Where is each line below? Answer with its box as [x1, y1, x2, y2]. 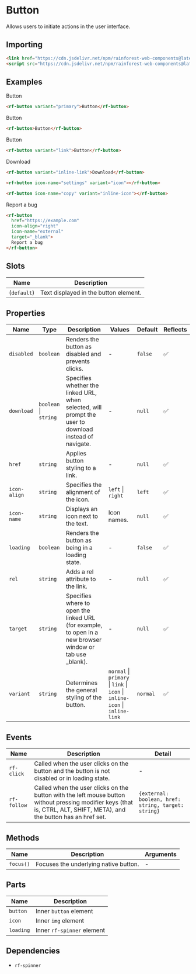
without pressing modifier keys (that [34, 799, 133, 807]
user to [65, 418, 86, 426]
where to [65, 599, 90, 607]
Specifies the [65, 481, 102, 489]
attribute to [65, 575, 96, 583]
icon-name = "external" [11, 229, 64, 234]
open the [65, 606, 90, 614]
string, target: [139, 802, 184, 809]
